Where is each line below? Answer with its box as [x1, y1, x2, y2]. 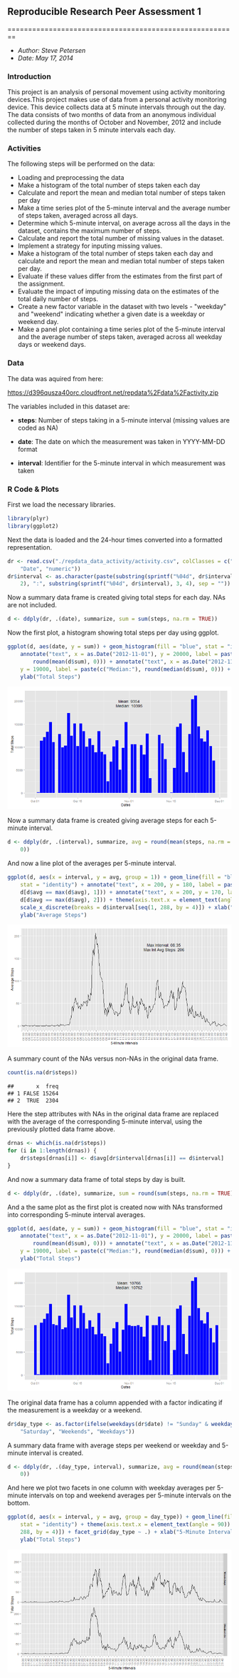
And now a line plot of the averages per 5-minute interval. [7, 859, 176, 868]
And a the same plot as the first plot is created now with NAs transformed [7, 1203, 223, 1211]
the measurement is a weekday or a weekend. [7, 1405, 142, 1414]
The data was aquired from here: [7, 374, 104, 383]
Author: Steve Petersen [17, 46, 86, 54]
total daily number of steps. [17, 295, 98, 303]
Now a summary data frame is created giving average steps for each [7, 817, 208, 825]
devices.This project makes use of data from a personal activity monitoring [7, 96, 227, 104]
